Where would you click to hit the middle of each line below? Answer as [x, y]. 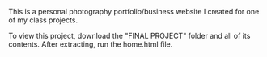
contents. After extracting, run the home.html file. [91, 44]
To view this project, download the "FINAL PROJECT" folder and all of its [129, 36]
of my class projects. [43, 20]
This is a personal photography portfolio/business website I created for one [134, 12]
